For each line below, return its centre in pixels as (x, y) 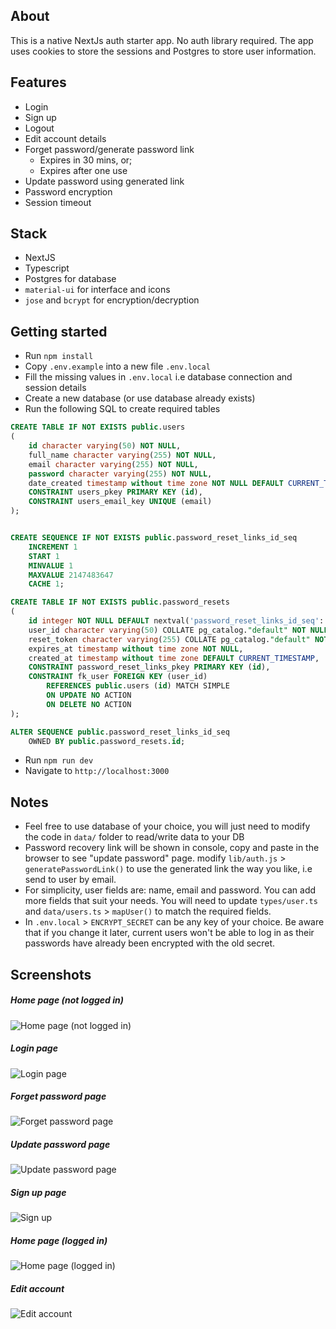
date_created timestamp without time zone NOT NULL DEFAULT (156, 483)
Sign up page (38, 1193)
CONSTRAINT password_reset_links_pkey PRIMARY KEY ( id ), (149, 667)
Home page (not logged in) (67, 1000)
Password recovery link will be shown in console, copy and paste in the (172, 848)
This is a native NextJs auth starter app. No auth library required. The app (162, 40)
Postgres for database (70, 279)
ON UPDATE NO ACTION (89, 695)
